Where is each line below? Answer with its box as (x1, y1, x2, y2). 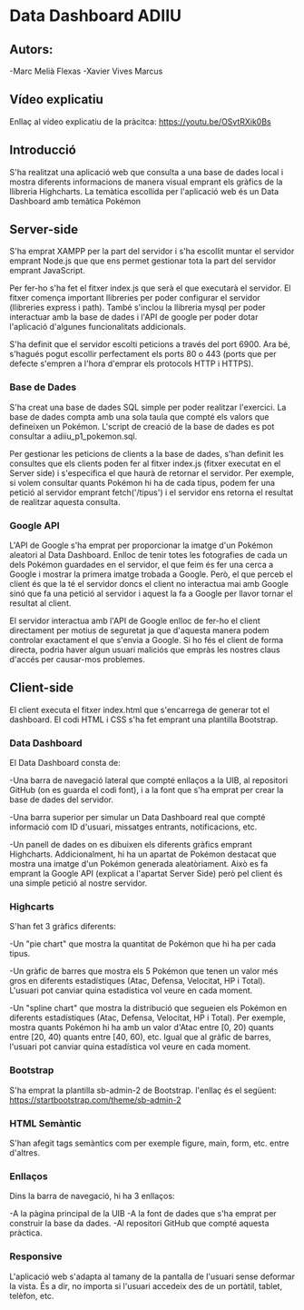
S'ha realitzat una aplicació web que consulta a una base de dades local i (9, 166, 284, 177)
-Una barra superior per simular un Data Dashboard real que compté (9, 812, 266, 823)
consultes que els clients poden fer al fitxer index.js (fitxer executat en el (9, 458, 281, 469)
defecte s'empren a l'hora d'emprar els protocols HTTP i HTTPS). (9, 358, 254, 369)
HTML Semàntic (9, 1116, 82, 1129)
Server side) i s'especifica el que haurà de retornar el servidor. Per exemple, (9, 467, 295, 478)
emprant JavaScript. (9, 265, 86, 276)
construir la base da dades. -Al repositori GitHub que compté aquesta (9, 1218, 270, 1229)
